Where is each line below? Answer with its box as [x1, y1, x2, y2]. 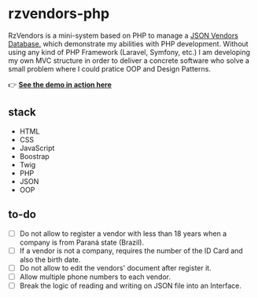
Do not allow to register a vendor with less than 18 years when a [19, 229, 227, 238]
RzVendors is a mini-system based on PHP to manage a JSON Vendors [8, 31, 238, 40]
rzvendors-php [8, 5, 110, 23]
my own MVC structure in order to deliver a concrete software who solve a [8, 56, 250, 65]
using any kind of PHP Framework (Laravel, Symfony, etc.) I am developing [8, 47, 250, 57]
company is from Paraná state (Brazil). [19, 237, 144, 247]
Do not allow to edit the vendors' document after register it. [19, 263, 212, 272]
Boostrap [19, 151, 50, 161]
